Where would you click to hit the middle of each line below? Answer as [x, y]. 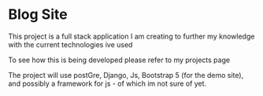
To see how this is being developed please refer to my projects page [119, 60]
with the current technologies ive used [70, 44]
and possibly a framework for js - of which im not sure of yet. [107, 83]
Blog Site [38, 15]
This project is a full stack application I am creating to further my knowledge [131, 36]
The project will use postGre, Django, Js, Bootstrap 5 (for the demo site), [126, 75]
